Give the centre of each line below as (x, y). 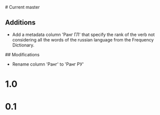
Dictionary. (23, 45)
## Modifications (22, 54)
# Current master (23, 7)
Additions (20, 22)
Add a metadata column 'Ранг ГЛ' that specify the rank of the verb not (83, 35)
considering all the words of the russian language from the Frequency (83, 39)
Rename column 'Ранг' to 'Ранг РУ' (48, 64)
